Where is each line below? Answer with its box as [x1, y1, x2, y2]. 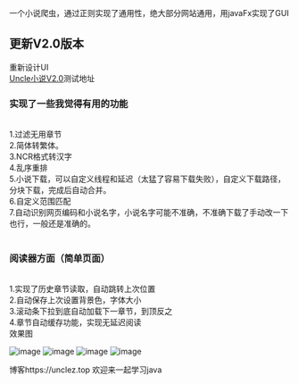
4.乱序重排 [9, 163, 48, 173]
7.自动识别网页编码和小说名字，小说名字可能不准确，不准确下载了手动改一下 [9, 207, 289, 218]
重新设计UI [9, 62, 49, 72]
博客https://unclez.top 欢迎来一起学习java [9, 364, 162, 375]
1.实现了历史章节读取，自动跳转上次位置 [9, 284, 156, 295]
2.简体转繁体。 [9, 140, 64, 151]
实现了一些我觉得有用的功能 [9, 97, 128, 110]
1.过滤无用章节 [9, 129, 62, 140]
